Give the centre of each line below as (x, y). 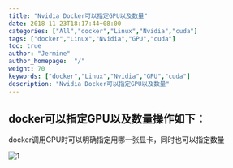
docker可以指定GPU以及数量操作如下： (107, 118)
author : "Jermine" (39, 54)
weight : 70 (27, 69)
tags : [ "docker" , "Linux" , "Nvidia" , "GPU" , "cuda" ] (92, 39)
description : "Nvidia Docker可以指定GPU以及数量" (89, 84)
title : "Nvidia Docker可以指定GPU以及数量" (78, 16)
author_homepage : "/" (47, 62)
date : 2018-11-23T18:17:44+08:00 (65, 24)
